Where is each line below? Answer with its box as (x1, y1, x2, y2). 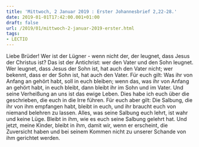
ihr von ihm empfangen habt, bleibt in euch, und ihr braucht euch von (6, 103, 176, 110)
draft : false (6, 20, 39, 25)
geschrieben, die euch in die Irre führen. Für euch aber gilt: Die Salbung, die (6, 97, 192, 104)
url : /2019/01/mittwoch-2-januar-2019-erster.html (6, 25, 135, 31)
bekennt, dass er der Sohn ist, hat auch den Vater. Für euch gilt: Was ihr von (6, 72, 193, 78)
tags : (6, 31, 20, 37)
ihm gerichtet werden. (6, 135, 61, 141)
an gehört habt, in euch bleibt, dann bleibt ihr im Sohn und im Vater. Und (6, 84, 184, 91)
